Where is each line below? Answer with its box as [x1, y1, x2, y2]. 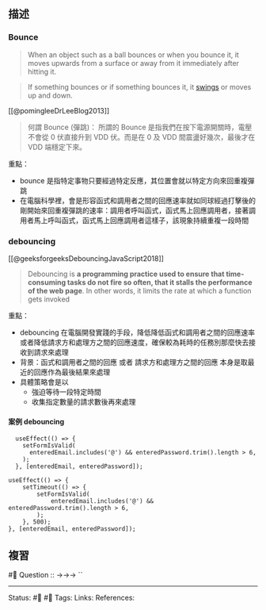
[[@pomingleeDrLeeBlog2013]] [8, 106, 110, 115]
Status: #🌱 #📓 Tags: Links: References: [8, 593, 135, 602]
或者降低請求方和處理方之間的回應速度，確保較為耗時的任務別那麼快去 [19, 337, 249, 347]
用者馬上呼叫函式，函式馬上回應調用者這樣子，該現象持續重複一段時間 [19, 215, 249, 224]
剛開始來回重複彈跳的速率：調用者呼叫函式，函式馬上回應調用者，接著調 [19, 205, 256, 215]
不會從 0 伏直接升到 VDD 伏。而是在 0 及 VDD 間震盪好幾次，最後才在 [27, 132, 256, 141]
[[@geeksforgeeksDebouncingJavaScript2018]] [8, 253, 165, 263]
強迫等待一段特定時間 [31, 387, 101, 397]
